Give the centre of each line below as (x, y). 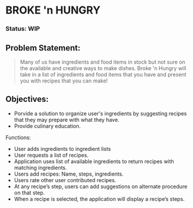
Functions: (18, 137)
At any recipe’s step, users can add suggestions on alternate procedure (101, 186)
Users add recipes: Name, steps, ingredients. (69, 174)
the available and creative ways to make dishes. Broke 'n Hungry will (103, 68)
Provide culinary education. (47, 126)
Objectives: (27, 99)
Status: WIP (23, 29)
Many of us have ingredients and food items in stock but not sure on (103, 62)
